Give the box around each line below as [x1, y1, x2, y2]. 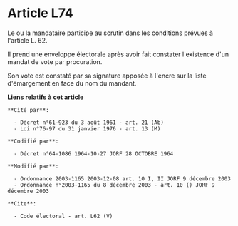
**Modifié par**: [7, 163, 59, 170]
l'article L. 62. [7, 36, 48, 44]
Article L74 [7, 5, 73, 21]
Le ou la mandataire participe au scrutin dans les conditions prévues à [7, 29, 214, 37]
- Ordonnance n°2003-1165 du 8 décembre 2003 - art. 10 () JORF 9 [14, 181, 215, 188]
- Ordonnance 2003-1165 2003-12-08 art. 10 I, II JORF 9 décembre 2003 [14, 175, 232, 183]
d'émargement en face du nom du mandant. [7, 78, 137, 87]
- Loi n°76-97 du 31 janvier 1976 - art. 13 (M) [14, 125, 161, 133]
